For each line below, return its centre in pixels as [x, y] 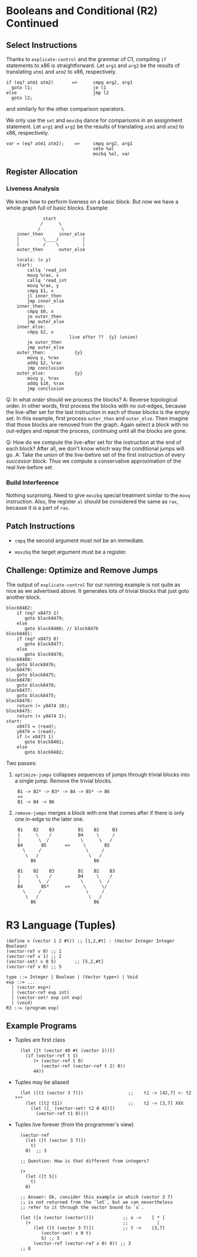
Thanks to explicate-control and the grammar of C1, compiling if [86, 59]
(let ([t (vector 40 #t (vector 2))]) [68, 1051]
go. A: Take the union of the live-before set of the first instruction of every [96, 455]
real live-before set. [30, 467]
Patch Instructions [41, 526]
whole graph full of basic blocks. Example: [57, 208]
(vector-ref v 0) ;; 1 [34, 951]
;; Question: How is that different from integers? [85, 1161]
